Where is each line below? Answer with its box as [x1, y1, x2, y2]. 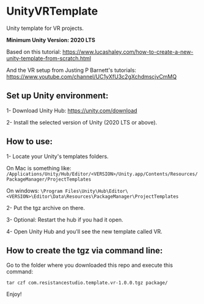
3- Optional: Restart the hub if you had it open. [6, 215, 123, 223]
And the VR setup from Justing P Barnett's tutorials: [6, 66, 136, 74]
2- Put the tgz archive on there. [6, 204, 86, 211]
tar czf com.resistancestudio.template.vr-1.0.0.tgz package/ [6, 280, 168, 286]
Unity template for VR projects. [6, 24, 84, 32]
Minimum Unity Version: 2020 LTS [6, 36, 96, 43]
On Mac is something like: [6, 164, 71, 172]
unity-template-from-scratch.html [6, 54, 92, 62]
